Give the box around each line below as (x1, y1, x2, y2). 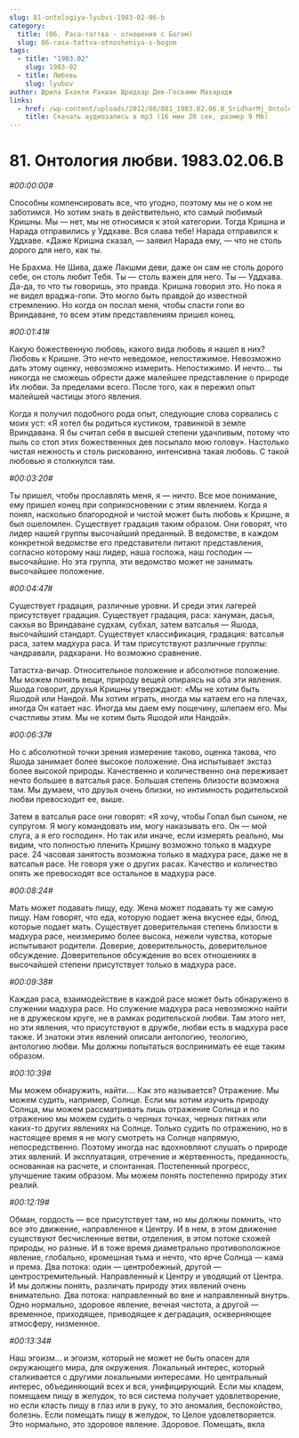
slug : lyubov (25, 79, 74, 88)
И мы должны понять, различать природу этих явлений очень (9, 1280, 246, 1291)
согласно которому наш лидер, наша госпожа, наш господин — (9, 547, 253, 557)
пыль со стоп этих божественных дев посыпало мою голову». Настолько (9, 437, 289, 448)
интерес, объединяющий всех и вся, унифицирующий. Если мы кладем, (9, 1381, 285, 1392)
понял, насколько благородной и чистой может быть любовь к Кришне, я (9, 509, 290, 520)
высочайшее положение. (9, 566, 105, 577)
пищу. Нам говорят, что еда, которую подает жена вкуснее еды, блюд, (9, 912, 279, 922)
